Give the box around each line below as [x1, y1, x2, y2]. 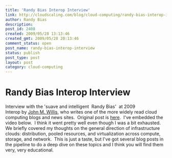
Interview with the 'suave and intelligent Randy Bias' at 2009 [5, 103, 136, 110]
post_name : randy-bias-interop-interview [5, 46, 95, 51]
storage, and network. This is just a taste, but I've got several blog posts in [5, 136, 164, 142]
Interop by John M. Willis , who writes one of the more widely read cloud [5, 109, 157, 115]
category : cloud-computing [5, 64, 63, 70]
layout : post [5, 60, 33, 65]
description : [5, 21, 33, 27]
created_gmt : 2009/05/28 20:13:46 [5, 36, 79, 41]
